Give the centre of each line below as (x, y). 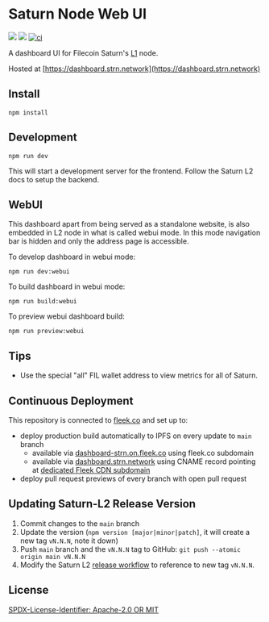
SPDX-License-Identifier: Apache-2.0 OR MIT (84, 609)
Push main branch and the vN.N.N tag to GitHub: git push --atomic (130, 549)
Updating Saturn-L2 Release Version (102, 504)
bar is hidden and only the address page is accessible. (99, 241)
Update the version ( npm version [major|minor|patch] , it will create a (135, 532)
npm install (28, 113)
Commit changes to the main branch (79, 523)
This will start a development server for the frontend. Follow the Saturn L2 (131, 171)
